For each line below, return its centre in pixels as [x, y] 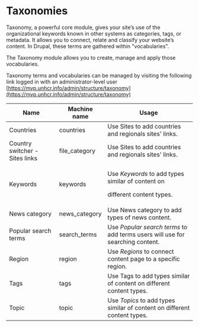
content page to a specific [144, 259]
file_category [77, 150]
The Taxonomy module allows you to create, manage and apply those [91, 57]
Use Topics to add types [141, 300]
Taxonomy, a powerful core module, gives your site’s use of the [84, 27]
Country [20, 143]
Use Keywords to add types [146, 174]
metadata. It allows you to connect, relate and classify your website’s [90, 40]
